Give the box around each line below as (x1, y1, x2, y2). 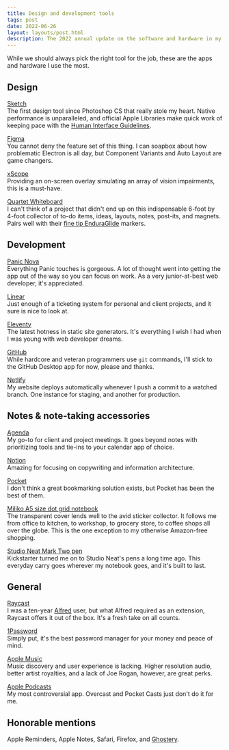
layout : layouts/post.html (7, 29, 84, 36)
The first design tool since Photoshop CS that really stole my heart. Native (7, 107, 215, 115)
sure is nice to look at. (7, 307, 70, 315)
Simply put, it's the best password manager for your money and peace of (7, 634, 213, 643)
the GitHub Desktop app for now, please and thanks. (7, 362, 154, 370)
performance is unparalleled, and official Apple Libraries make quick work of (7, 114, 223, 122)
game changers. (7, 156, 53, 164)
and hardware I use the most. (7, 62, 90, 70)
